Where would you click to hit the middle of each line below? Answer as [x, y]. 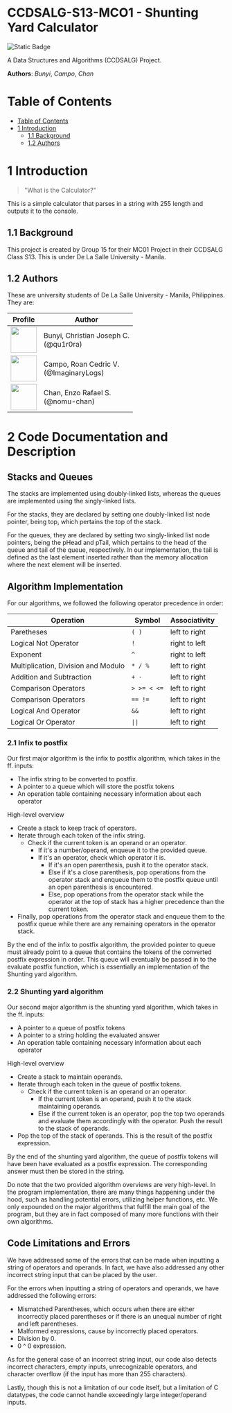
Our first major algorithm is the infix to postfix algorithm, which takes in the [114, 758]
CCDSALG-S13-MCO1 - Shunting [103, 13]
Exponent [26, 655]
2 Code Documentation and [88, 436]
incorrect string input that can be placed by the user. [82, 1274]
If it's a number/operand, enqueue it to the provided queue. [123, 850]
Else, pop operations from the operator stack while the [126, 894]
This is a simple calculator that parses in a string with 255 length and [105, 203]
